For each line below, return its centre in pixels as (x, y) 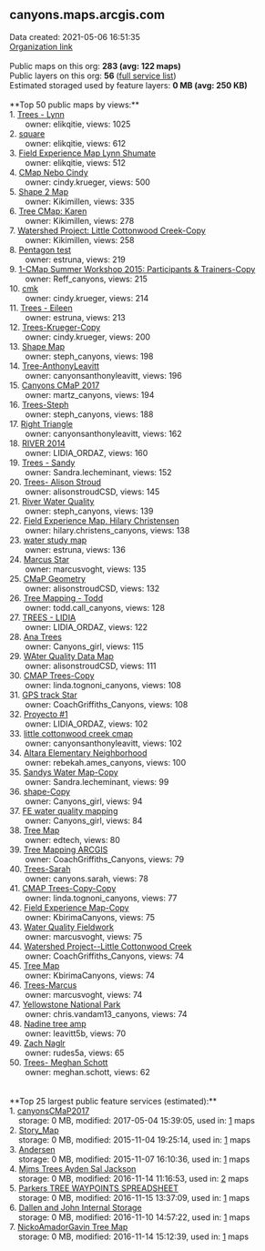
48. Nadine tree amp (48, 1023)
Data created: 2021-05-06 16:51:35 (75, 36)
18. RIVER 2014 (37, 443)
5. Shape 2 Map (39, 191)
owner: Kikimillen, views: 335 (80, 201)
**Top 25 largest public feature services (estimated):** (113, 1101)
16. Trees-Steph (39, 404)
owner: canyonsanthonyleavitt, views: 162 (103, 433)
